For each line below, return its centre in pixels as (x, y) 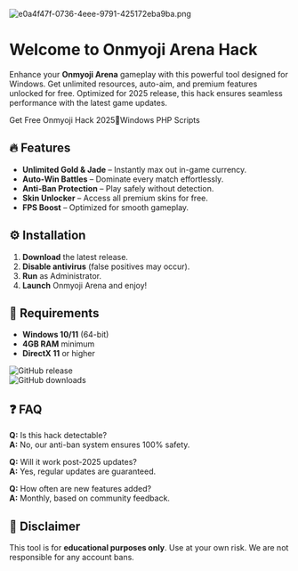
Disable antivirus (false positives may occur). (106, 266)
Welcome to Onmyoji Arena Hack (133, 50)
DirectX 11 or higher (59, 354)
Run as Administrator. (62, 275)
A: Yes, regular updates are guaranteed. (83, 471)
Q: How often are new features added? (81, 489)
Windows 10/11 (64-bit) (65, 335)
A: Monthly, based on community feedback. (90, 498)
